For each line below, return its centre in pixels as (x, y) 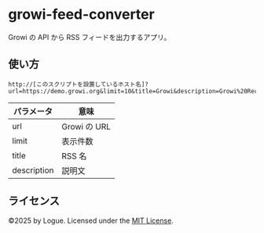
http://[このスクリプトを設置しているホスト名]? (79, 84)
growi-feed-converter (81, 15)
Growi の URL (86, 126)
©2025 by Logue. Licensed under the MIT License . (91, 220)
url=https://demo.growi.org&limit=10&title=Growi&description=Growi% (125, 91)
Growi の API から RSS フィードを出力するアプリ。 (90, 37)
